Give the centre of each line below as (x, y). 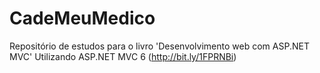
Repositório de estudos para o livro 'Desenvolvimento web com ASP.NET (159, 46)
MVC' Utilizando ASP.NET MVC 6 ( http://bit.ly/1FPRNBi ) (123, 56)
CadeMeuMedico (82, 18)
